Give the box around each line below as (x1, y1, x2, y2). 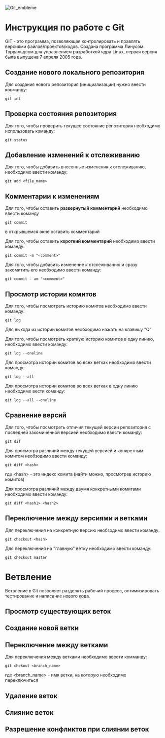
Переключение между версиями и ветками (5, 514, 148, 523)
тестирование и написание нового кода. (5, 593, 90, 599)
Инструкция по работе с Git (5, 22, 125, 33)
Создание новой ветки (5, 624, 79, 632)
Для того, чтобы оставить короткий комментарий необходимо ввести (5, 238, 155, 244)
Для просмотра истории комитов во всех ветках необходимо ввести (5, 359, 151, 365)
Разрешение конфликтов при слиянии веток (5, 725, 149, 734)
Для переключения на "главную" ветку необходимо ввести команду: (5, 545, 152, 551)
